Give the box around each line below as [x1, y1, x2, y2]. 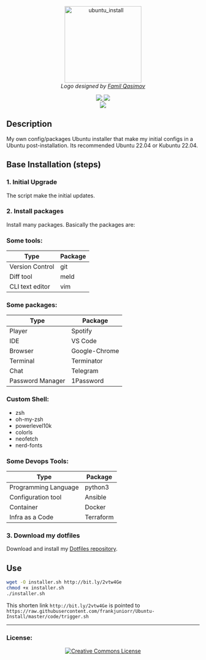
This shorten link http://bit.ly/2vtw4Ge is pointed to [6, 601, 140, 609]
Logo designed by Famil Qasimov [61, 83, 145, 89]
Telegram [71, 366, 99, 375]
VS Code [71, 337, 97, 346]
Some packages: [6, 301, 58, 309]
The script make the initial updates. [6, 192, 95, 199]
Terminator [71, 357, 103, 365]
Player [9, 327, 28, 335]
